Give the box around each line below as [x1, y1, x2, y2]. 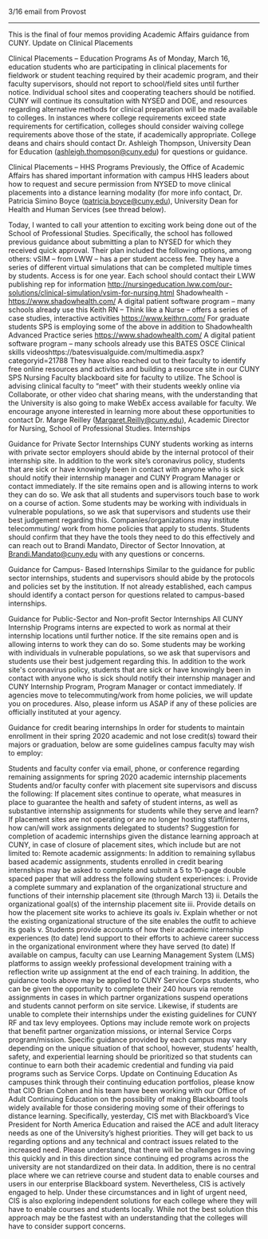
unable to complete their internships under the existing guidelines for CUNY [8, 1009, 258, 1019]
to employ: [8, 748, 44, 757]
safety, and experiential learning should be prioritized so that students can [8, 1052, 253, 1061]
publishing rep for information [8, 279, 106, 289]
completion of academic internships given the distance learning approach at [8, 831, 259, 841]
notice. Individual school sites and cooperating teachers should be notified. [8, 88, 256, 97]
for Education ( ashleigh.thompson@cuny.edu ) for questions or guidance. [8, 147, 248, 156]
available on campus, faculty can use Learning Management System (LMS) [8, 950, 255, 960]
